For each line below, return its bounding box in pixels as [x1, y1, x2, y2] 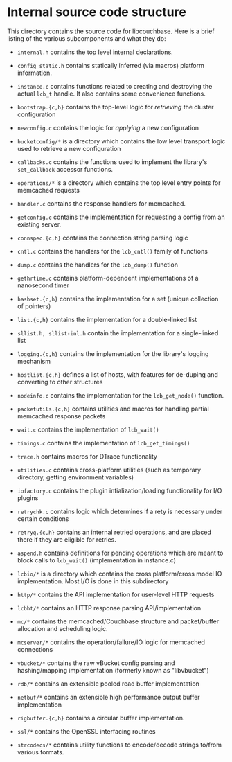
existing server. [17, 220, 62, 229]
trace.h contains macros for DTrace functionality [17, 452, 158, 461]
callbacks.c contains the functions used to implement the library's [17, 157, 208, 166]
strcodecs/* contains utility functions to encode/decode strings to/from [17, 741, 222, 749]
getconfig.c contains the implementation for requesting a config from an [17, 213, 225, 221]
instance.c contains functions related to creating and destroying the [17, 82, 213, 90]
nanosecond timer [17, 281, 69, 290]
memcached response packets [17, 411, 106, 420]
